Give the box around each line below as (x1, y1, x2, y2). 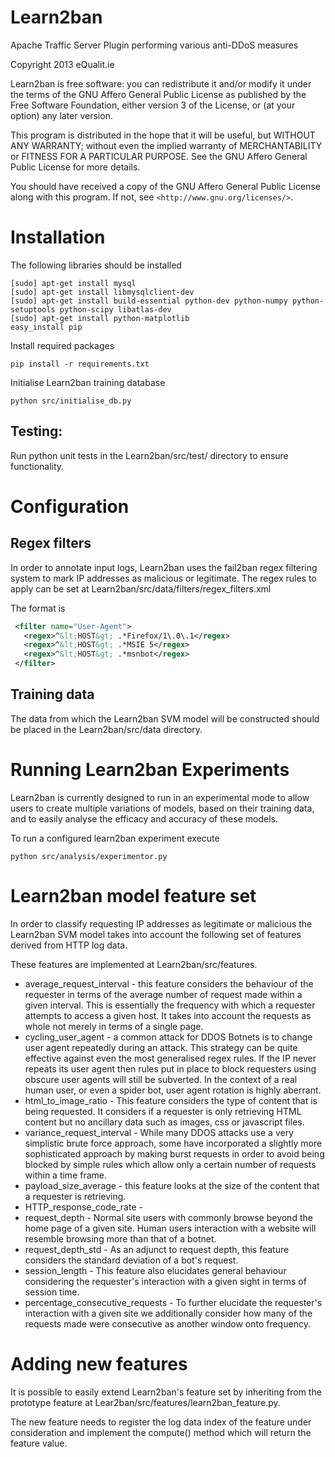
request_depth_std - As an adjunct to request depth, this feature (24, 1243, 290, 1255)
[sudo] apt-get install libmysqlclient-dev (10, 287, 195, 297)
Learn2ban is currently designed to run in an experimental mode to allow (10, 791, 310, 803)
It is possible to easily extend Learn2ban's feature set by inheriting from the (10, 1386, 322, 1398)
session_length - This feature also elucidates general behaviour (24, 1264, 287, 1276)
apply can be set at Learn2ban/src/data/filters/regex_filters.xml (10, 582, 272, 595)
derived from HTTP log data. (10, 939, 128, 951)
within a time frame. (24, 1169, 108, 1181)
